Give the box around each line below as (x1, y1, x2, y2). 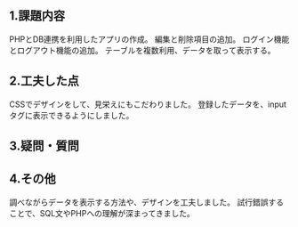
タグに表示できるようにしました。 (9, 109, 134, 120)
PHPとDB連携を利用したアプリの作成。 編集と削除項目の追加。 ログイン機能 (9, 34, 290, 45)
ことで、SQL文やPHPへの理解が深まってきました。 (9, 207, 196, 218)
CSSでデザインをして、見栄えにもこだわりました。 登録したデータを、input (9, 99, 287, 109)
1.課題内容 (9, 8, 66, 24)
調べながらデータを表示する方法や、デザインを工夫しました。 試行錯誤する (9, 197, 285, 207)
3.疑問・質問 (9, 139, 80, 154)
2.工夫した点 (9, 74, 80, 89)
